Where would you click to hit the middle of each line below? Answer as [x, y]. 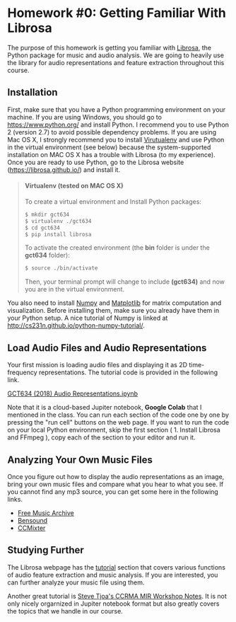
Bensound [33, 520]
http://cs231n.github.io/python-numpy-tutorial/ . [76, 326]
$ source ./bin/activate [61, 268]
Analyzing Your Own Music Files [80, 460]
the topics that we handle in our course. [65, 611]
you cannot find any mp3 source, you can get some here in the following [113, 491]
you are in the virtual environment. [75, 289]
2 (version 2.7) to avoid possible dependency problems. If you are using [112, 132]
